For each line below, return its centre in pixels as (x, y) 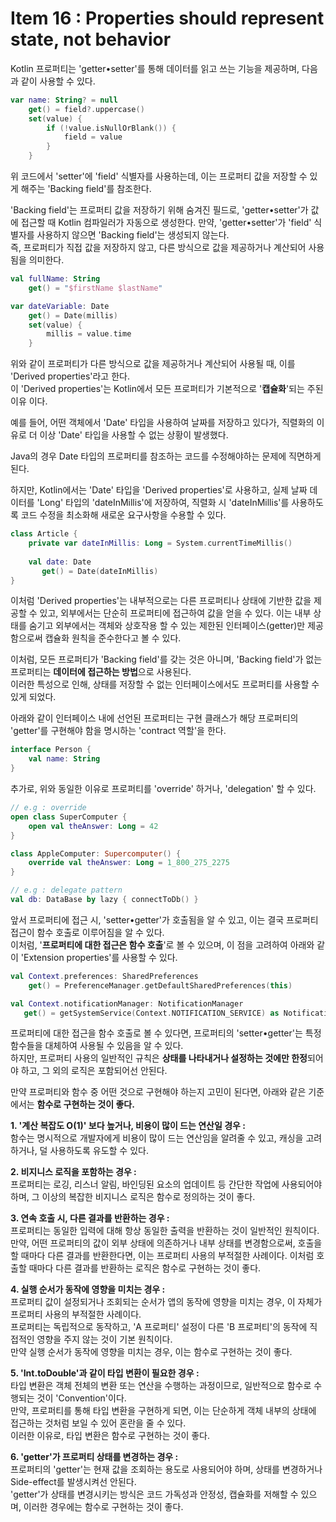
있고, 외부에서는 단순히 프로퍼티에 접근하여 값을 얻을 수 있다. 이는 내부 (175, 613)
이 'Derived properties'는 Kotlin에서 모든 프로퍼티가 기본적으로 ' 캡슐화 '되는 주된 (167, 389)
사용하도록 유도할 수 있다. (99, 1151)
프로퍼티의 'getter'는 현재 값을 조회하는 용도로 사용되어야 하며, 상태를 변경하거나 (166, 1469)
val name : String (64, 759)
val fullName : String (55, 279)
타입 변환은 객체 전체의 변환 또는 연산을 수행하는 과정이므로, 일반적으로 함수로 (161, 1386)
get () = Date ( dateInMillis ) (100, 571)
